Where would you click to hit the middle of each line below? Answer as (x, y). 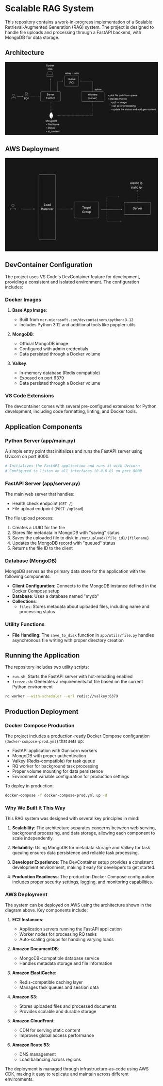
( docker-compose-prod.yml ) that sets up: (45, 741)
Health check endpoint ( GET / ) (42, 503)
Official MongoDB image (44, 343)
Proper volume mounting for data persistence (57, 771)
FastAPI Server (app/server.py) (43, 483)
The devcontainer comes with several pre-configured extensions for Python (81, 406)
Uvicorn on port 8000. (27, 456)
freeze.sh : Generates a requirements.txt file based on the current (77, 682)
